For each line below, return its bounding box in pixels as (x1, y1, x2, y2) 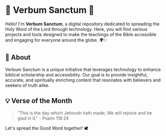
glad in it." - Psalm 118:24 (17, 115, 69, 121)
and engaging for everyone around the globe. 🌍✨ (5, 37, 108, 43)
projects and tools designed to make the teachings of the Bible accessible (5, 31, 157, 37)
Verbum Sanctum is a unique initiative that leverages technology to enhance (5, 67, 161, 72)
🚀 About (5, 53, 31, 62)
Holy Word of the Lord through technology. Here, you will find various (5, 26, 148, 32)
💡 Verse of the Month (5, 97, 73, 105)
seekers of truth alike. (5, 82, 50, 88)
